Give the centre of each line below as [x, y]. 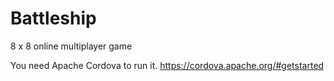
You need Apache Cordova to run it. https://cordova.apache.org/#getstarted [167, 65]
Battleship [53, 18]
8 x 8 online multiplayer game [71, 46]
